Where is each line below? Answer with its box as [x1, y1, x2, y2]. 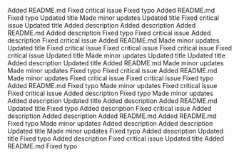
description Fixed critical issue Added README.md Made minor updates [7, 36, 220, 45]
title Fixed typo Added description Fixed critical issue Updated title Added [7, 134, 225, 143]
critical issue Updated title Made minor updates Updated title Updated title [7, 51, 226, 60]
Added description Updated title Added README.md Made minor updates [7, 59, 224, 67]
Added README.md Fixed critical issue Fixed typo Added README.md [7, 6, 215, 14]
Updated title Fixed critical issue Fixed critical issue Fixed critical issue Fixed [7, 44, 233, 52]
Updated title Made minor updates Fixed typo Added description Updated [7, 127, 223, 135]
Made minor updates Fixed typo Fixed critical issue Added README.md [7, 67, 218, 75]
